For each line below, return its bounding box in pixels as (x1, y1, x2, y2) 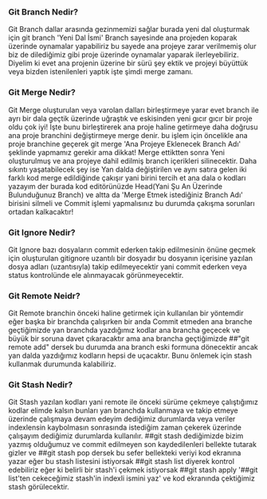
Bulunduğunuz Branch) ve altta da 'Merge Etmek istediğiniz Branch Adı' (8, 190, 243, 200)
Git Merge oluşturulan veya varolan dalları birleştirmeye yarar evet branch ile (8, 105, 259, 114)
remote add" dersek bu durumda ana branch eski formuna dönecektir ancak (8, 343, 259, 352)
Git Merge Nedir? (8, 87, 76, 98)
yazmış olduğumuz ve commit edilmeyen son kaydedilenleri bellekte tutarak (8, 440, 257, 449)
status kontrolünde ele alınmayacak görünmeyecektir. (8, 270, 184, 279)
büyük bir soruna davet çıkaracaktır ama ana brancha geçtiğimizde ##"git (8, 334, 249, 343)
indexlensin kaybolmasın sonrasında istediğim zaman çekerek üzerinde (8, 422, 241, 433)
